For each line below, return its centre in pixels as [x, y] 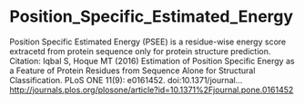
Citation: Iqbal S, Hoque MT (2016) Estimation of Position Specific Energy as [152, 61]
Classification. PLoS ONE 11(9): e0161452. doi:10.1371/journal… [126, 80]
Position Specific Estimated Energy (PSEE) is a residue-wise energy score [148, 42]
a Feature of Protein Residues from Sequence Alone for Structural [132, 71]
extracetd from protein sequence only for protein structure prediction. [140, 51]
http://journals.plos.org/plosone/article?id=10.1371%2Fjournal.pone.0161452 [152, 90]
